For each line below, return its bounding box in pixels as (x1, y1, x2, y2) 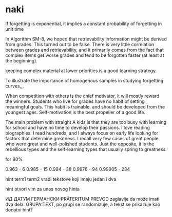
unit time (5, 26, 24, 32)
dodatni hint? (5, 206, 33, 213)
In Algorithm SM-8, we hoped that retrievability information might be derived (5, 36, 167, 42)
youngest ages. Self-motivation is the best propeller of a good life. (5, 109, 145, 115)
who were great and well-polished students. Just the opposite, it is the (5, 141, 155, 147)
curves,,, (5, 83, 24, 89)
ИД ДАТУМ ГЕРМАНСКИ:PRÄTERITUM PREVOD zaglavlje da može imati (5, 196, 160, 202)
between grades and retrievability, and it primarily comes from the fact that (5, 47, 164, 53)
